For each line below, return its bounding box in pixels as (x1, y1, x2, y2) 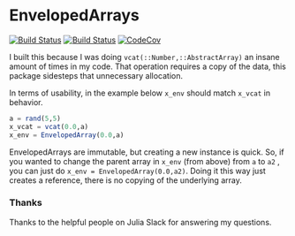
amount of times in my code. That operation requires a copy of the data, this (9, 61, 287, 72)
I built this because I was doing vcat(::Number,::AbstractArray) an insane (9, 51, 280, 62)
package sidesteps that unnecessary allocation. (9, 70, 184, 80)
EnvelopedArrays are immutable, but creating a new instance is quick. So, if (9, 147, 284, 157)
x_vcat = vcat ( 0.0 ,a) (9, 122, 89, 131)
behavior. (9, 96, 43, 107)
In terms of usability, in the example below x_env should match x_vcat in (9, 88, 271, 98)
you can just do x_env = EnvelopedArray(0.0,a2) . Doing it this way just (9, 165, 267, 176)
